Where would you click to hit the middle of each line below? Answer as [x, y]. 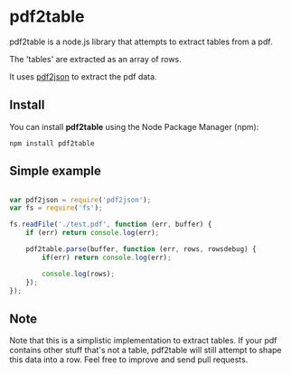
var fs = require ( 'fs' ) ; [56, 208]
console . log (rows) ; [79, 274]
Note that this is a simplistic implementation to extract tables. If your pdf [143, 341]
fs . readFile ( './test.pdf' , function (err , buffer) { [111, 224]
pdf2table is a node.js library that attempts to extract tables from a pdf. [141, 42]
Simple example [56, 171]
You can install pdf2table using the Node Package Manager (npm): [134, 126]
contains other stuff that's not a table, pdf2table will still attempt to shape [145, 351]
